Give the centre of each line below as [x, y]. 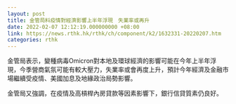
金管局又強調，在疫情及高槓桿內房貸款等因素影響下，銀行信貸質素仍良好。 [115, 93]
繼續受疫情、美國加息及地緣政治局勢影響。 [75, 79]
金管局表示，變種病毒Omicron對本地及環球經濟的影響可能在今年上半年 [109, 61]
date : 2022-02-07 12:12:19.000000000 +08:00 [73, 27]
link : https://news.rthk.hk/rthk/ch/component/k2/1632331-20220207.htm [114, 33]
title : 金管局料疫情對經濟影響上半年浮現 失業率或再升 [78, 20]
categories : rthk [33, 40]
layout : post [26, 14]
